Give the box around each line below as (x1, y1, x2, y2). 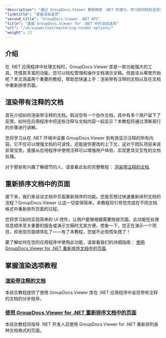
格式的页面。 (18, 328, 44, 334)
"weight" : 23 (5, 30, 32, 35)
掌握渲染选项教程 (5, 261, 57, 269)
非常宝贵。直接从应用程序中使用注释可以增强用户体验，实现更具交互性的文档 (5, 147, 161, 153)
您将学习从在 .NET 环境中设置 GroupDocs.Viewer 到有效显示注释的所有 (5, 135, 150, 141)
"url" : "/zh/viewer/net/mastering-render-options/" (5, 26, 114, 31)
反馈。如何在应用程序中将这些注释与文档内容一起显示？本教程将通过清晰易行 (5, 118, 161, 124)
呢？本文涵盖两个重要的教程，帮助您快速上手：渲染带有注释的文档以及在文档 (5, 76, 161, 82)
